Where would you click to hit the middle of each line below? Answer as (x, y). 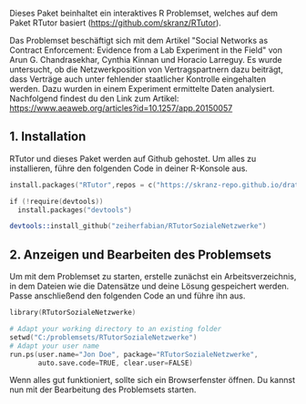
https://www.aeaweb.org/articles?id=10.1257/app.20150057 (121, 108)
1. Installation (48, 137)
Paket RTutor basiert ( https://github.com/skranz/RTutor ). (115, 23)
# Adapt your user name (55, 346)
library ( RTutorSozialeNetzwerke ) (73, 313)
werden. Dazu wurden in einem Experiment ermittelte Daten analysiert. (142, 89)
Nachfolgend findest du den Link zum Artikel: (94, 98)
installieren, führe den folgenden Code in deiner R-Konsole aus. (129, 168)
